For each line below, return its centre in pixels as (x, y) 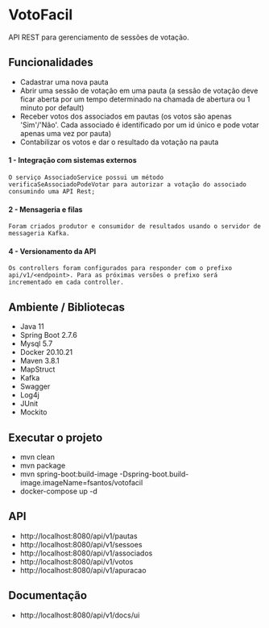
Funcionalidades (51, 62)
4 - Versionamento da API (52, 251)
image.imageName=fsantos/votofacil (81, 482)
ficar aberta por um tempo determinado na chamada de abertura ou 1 (135, 99)
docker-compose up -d (59, 491)
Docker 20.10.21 (46, 352)
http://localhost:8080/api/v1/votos (77, 561)
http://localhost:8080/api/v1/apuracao (83, 570)
